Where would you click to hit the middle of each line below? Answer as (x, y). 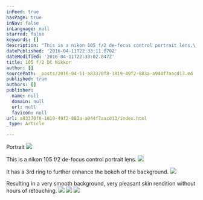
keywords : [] (23, 40)
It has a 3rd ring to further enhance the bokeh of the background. (88, 172)
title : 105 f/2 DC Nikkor (39, 62)
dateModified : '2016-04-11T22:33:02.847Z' (60, 57)
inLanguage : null (28, 29)
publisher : (20, 90)
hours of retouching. (32, 191)
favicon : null (29, 113)
